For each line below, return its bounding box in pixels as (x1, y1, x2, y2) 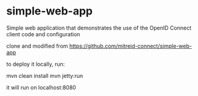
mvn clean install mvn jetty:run (6, 72, 83, 79)
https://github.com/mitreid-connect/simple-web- (69, 42, 192, 50)
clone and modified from (6, 42, 68, 50)
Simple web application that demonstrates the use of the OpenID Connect (6, 24, 192, 31)
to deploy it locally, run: (6, 60, 65, 68)
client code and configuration (6, 30, 80, 37)
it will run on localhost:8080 (6, 83, 76, 91)
